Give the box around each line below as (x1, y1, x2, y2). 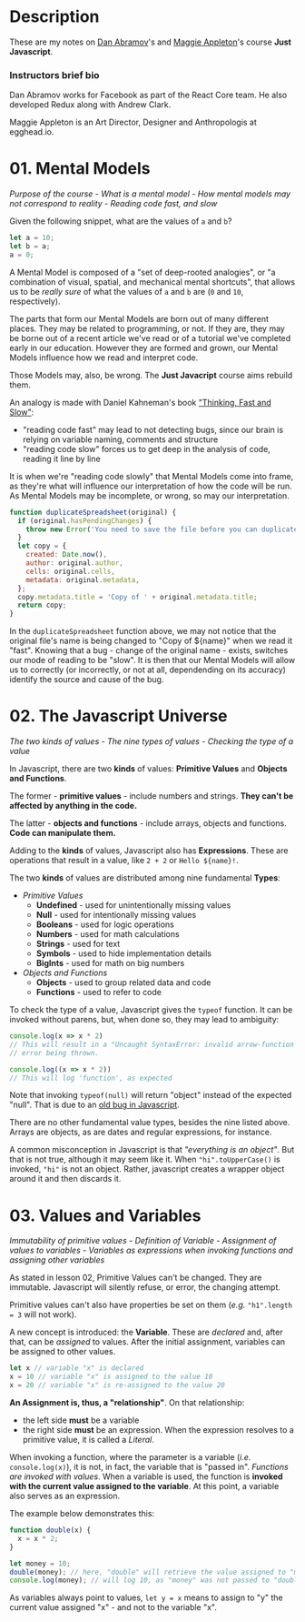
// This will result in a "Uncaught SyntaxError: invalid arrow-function (9, 1040, 295, 1049)
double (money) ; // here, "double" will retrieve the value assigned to (9, 1567, 286, 1577)
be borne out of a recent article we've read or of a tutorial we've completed (9, 332, 291, 343)
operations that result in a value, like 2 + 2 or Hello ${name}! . (9, 855, 239, 866)
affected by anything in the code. (9, 801, 138, 811)
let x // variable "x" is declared (9, 1364, 144, 1373)
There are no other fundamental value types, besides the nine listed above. (9, 1117, 290, 1128)
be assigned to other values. (9, 1346, 116, 1357)
